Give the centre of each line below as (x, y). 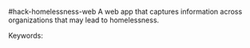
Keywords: (26, 36)
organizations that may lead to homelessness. (84, 20)
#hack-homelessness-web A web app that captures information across (125, 12)
